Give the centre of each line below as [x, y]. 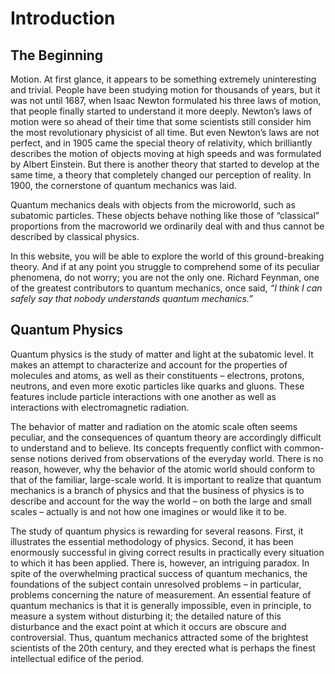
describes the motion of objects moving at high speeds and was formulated [166, 153]
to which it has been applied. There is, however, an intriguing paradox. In [160, 563]
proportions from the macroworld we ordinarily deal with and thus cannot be [167, 226]
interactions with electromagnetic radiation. [100, 407]
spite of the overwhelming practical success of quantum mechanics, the [159, 573]
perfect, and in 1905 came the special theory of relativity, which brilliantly [161, 143]
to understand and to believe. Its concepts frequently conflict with [146, 448]
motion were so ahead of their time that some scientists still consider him [161, 121]
